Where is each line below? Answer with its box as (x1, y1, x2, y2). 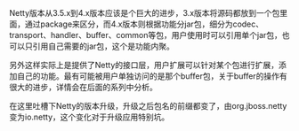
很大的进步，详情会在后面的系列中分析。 (9, 82, 158, 92)
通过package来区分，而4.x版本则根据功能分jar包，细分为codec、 (24, 19, 264, 29)
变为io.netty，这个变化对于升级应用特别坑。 (9, 112, 170, 122)
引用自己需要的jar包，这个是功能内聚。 (32, 41, 175, 51)
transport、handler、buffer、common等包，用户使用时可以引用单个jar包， (9, 30, 283, 40)
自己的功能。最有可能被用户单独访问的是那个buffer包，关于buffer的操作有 (16, 71, 287, 81)
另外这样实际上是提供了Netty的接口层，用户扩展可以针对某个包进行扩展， (9, 60, 279, 70)
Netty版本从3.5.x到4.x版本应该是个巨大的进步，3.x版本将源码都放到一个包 (9, 8, 280, 18)
